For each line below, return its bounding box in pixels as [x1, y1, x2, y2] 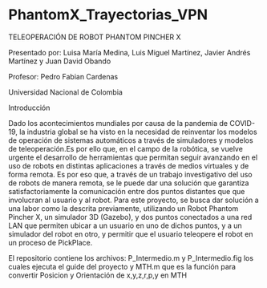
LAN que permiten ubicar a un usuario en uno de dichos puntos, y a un [8, 221, 242, 230]
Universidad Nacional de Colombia [8, 87, 123, 97]
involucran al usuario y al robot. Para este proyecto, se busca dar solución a [8, 195, 259, 205]
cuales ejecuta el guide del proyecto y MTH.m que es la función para [8, 262, 237, 271]
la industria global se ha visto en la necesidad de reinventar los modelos [18, 127, 258, 136]
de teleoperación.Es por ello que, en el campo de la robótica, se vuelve [8, 144, 243, 153]
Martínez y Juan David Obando [8, 56, 111, 66]
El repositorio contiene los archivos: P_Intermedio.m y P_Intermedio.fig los [8, 253, 254, 262]
